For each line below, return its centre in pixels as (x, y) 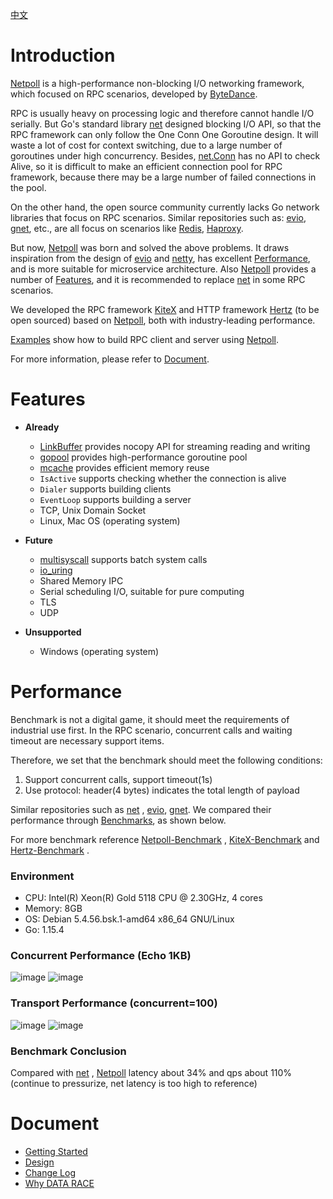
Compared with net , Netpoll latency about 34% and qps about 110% (151, 1072)
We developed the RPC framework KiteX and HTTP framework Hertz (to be (165, 309)
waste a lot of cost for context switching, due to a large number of (146, 145)
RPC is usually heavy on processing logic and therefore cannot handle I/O (162, 113)
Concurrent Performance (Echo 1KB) (101, 956)
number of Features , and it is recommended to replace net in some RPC (158, 279)
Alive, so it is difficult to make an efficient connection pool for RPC (146, 166)
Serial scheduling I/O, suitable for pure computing (142, 591)
